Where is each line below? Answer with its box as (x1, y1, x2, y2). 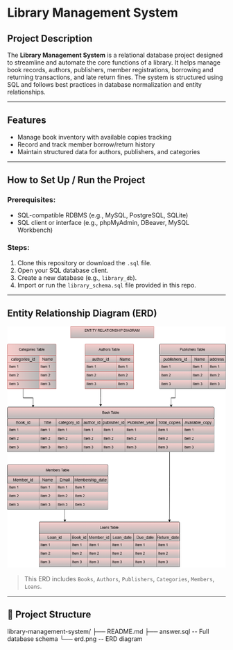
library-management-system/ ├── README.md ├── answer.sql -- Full (7, 627, 209, 635)
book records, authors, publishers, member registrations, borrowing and (7, 66, 214, 74)
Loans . (24, 582, 42, 590)
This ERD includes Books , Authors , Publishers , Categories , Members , (24, 574, 215, 583)
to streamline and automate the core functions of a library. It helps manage (7, 58, 221, 67)
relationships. (7, 88, 46, 96)
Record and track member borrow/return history (17, 140, 155, 149)
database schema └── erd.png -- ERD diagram (7, 634, 143, 643)
